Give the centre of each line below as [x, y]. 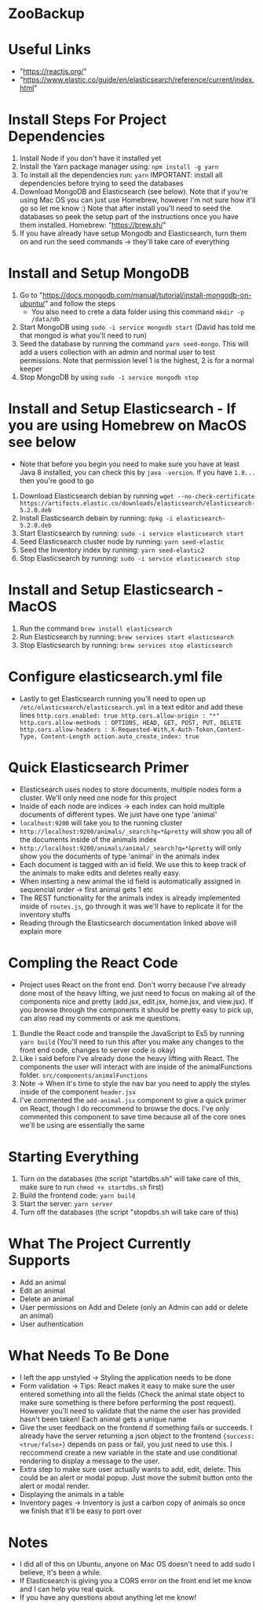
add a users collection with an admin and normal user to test [117, 352]
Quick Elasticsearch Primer [99, 767]
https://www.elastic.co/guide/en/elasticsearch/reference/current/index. [139, 80]
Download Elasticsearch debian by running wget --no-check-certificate [137, 496]
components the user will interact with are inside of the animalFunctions [136, 1067]
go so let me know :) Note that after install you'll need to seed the [125, 208]
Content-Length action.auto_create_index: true [120, 736]
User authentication [51, 1323]
